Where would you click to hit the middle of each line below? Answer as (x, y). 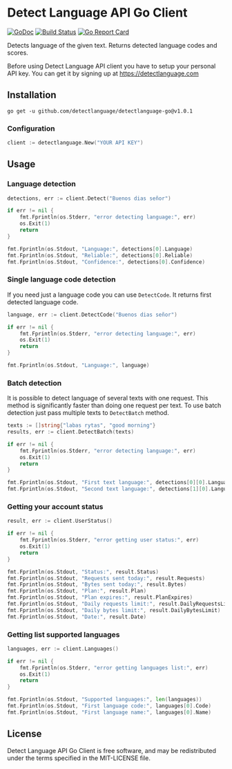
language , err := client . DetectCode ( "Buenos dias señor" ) (92, 315)
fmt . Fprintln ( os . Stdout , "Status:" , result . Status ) (83, 572)
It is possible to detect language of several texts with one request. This (108, 398)
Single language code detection (61, 279)
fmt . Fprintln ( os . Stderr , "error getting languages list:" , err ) (114, 668)
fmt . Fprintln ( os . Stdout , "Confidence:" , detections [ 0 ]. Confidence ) (106, 262)
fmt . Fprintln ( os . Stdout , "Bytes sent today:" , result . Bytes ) (97, 585)
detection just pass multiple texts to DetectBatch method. (88, 413)
